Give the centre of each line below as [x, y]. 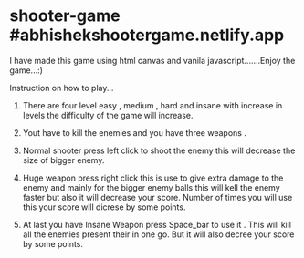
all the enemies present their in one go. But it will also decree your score [158, 234]
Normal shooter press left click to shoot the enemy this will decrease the [159, 150]
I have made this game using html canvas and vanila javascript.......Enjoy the [152, 60]
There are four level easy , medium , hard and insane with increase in [152, 105]
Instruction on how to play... [62, 88]
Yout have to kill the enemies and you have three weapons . [134, 132]
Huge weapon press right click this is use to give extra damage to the [153, 178]
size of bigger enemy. [63, 160]
